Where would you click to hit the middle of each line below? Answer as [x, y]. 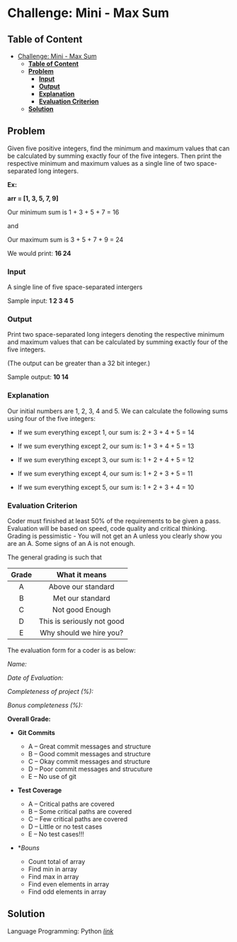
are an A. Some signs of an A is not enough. [71, 543]
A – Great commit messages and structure [89, 746]
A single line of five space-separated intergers [75, 287]
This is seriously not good [82, 621]
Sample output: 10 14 [38, 377]
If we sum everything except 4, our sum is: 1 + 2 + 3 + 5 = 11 [105, 473]
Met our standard [82, 598]
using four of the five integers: [51, 418]
